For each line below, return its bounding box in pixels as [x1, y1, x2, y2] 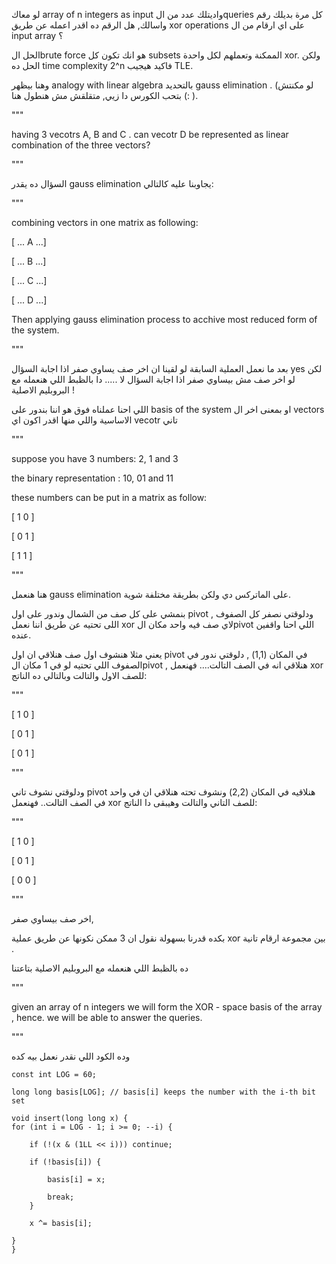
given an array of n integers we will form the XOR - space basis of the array [11, 1001, 323, 1013]
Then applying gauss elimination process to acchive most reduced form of [11, 314, 318, 325]
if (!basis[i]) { [29, 1157, 102, 1167]
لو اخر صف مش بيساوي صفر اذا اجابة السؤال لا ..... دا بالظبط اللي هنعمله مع [11, 374, 296, 385]
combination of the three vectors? [11, 139, 151, 151]
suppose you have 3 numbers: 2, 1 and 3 [11, 453, 179, 464]
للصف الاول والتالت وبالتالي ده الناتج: [11, 670, 148, 681]
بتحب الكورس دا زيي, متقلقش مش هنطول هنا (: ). [11, 90, 199, 101]
